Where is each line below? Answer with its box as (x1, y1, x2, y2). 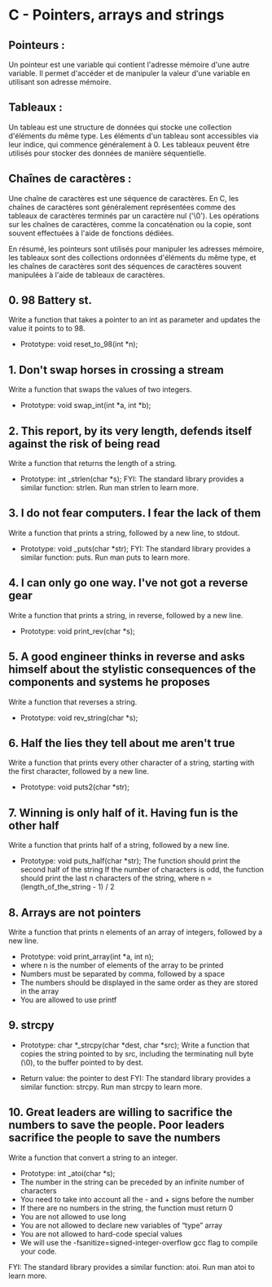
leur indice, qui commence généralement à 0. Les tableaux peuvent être (8, 139, 250, 149)
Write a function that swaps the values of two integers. (8, 384, 192, 394)
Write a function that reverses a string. (8, 696, 138, 706)
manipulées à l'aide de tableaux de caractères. (8, 270, 165, 279)
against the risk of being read (8, 437, 160, 450)
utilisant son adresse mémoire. (8, 77, 112, 86)
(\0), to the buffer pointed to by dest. (20, 1057, 144, 1067)
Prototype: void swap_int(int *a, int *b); (20, 401, 151, 411)
